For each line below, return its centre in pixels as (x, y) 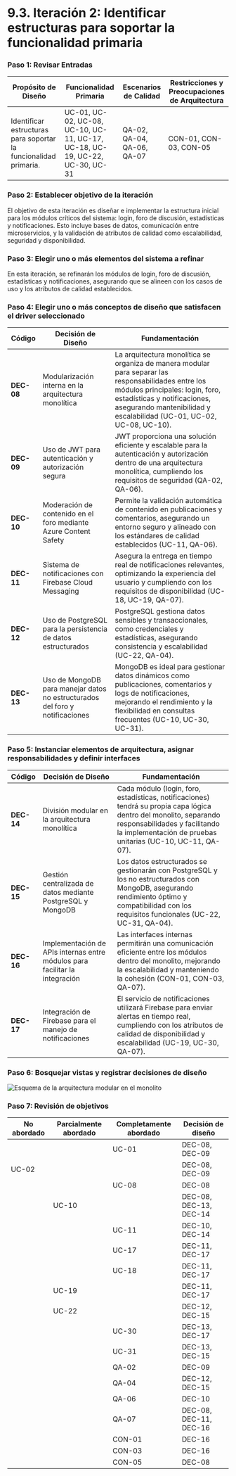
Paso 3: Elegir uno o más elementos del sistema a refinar (106, 258)
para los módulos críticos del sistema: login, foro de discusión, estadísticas (116, 218)
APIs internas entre (74, 952)
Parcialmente (79, 1124)
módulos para (65, 960)
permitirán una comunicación (165, 943)
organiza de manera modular (162, 364)
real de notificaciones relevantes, (170, 565)
